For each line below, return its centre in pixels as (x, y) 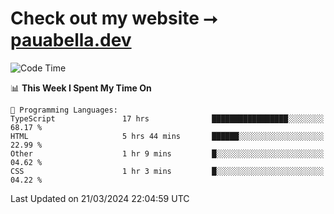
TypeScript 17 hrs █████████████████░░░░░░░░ (167, 118)
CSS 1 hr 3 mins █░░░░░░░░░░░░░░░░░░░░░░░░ (167, 171)
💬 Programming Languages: (64, 110)
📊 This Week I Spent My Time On (81, 88)
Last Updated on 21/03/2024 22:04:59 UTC (100, 198)
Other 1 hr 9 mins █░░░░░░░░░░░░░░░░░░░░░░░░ (167, 153)
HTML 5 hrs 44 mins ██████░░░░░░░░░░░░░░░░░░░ (167, 136)
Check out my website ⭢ (114, 18)
